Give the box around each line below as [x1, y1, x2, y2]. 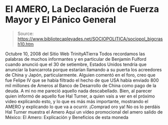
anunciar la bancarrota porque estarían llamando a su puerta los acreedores [5, 66, 162, 73]
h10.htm [17, 41, 34, 47]
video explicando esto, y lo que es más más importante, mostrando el [5, 98, 148, 104]
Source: [17, 30, 34, 36]
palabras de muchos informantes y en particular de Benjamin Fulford [5, 56, 146, 62]
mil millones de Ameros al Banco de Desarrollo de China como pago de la [5, 82, 156, 88]
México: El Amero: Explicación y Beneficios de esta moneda [5, 114, 128, 120]
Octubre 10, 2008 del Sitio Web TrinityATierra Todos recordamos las [5, 51, 145, 57]
